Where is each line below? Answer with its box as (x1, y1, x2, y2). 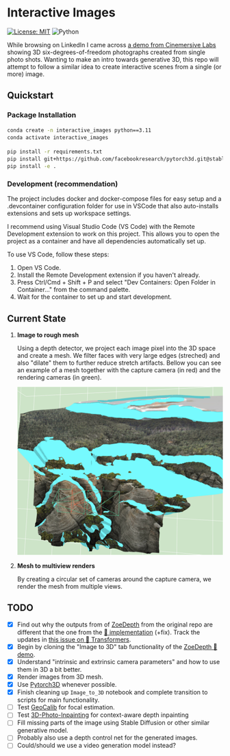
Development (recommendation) (7, 179, 118, 188)
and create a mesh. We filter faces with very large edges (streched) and (16, 351, 220, 359)
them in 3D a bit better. (16, 666, 82, 674)
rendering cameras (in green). (16, 373, 102, 381)
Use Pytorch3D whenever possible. (16, 681, 117, 689)
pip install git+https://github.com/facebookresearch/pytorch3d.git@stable (7, 156, 228, 162)
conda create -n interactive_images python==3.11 (7, 127, 152, 134)
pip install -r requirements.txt (7, 149, 103, 156)
